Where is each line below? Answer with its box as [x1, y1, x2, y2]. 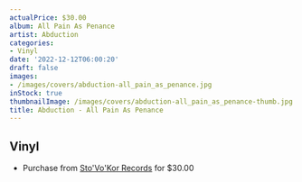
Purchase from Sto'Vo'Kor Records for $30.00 [22, 163, 194, 174]
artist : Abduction [9, 30, 79, 39]
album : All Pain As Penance [9, 22, 116, 31]
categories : [9, 38, 54, 48]
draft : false [9, 64, 59, 73]
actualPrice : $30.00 [9, 13, 88, 23]
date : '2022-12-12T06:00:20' [9, 55, 119, 64]
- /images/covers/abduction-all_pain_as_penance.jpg [9, 80, 212, 89]
